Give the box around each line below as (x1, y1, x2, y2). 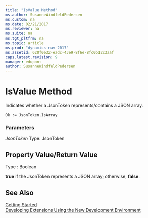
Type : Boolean (5, 164, 37, 170)
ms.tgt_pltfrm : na (5, 36, 44, 41)
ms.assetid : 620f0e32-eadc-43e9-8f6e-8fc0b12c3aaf (5, 50, 114, 55)
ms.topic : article (5, 41, 44, 46)
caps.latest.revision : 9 (5, 54, 58, 60)
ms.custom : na (5, 17, 35, 22)
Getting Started (5, 201, 37, 208)
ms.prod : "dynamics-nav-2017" (5, 45, 69, 50)
